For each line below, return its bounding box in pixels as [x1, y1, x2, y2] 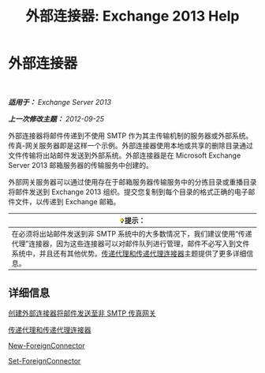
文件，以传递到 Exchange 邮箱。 [14, 196, 121, 206]
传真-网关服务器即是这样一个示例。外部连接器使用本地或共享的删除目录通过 [8, 140, 254, 150]
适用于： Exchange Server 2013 [8, 97, 112, 106]
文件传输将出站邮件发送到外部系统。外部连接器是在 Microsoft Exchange [8, 151, 241, 160]
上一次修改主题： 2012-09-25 [8, 114, 105, 123]
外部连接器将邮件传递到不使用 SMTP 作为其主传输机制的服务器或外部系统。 [8, 131, 253, 140]
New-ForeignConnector [8, 341, 85, 350]
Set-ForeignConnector [8, 356, 81, 365]
